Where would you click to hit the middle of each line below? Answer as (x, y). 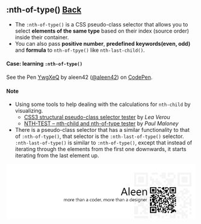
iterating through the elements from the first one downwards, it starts (100, 149)
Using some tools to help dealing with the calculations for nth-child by (103, 104)
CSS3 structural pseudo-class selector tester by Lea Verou (97, 117)
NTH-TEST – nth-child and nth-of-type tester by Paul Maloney (101, 123)
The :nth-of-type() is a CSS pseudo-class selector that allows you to (101, 24)
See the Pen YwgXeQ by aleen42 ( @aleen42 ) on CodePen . (79, 77)
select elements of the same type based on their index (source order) (102, 31)
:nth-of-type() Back (44, 10)
